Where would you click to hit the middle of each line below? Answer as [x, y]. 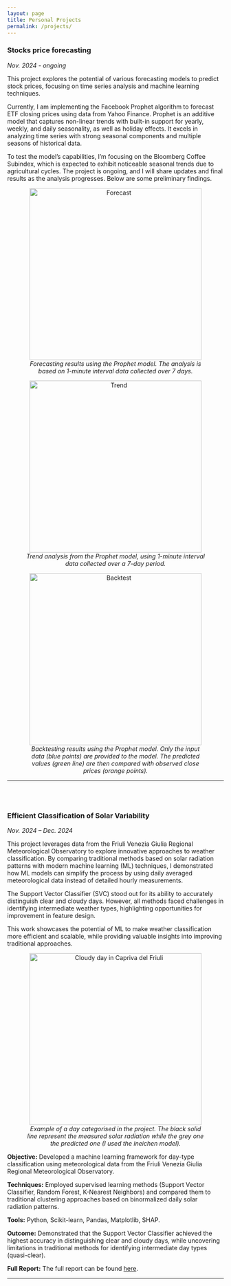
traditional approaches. [40, 944]
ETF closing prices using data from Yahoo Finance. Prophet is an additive [111, 113]
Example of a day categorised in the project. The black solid [115, 1129]
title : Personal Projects [44, 20]
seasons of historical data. [45, 143]
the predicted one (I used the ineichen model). [115, 1143]
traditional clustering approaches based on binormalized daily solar [102, 1199]
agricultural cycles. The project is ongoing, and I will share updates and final [115, 171]
